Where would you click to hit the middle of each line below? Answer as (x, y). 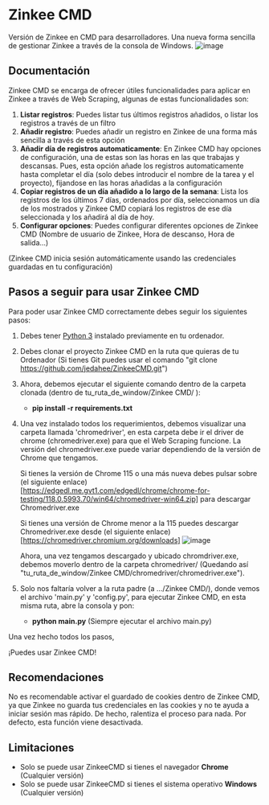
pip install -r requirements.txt (82, 408)
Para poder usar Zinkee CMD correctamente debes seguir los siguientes (128, 311)
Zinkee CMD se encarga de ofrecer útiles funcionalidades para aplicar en (129, 90)
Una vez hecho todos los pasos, (61, 636)
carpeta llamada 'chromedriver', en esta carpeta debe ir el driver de (132, 432)
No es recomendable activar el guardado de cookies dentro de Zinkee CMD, (134, 696)
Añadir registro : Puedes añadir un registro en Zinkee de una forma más (139, 131)
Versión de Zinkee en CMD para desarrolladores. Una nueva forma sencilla (132, 37)
